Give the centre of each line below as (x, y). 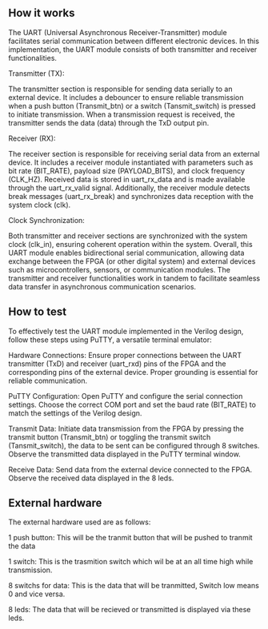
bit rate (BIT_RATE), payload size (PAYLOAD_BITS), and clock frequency (127, 170)
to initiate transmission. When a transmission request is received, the (122, 114)
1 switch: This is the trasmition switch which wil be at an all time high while (131, 562)
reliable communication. (48, 380)
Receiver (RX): (32, 138)
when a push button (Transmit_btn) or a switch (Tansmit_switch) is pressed (132, 105)
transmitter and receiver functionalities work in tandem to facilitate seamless (134, 278)
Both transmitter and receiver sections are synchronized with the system (128, 236)
